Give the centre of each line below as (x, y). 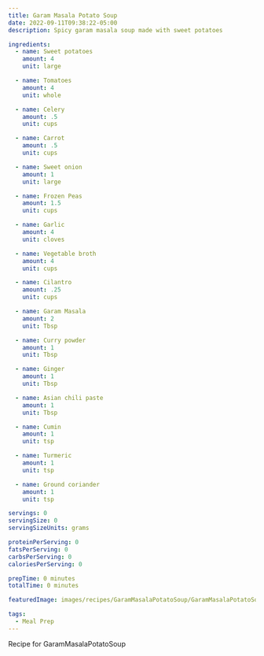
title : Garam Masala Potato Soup (63, 15)
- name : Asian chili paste (59, 398)
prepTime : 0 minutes (42, 578)
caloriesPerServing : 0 (45, 564)
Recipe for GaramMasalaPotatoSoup (67, 643)
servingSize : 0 (33, 521)
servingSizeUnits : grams (49, 528)
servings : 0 (27, 513)
